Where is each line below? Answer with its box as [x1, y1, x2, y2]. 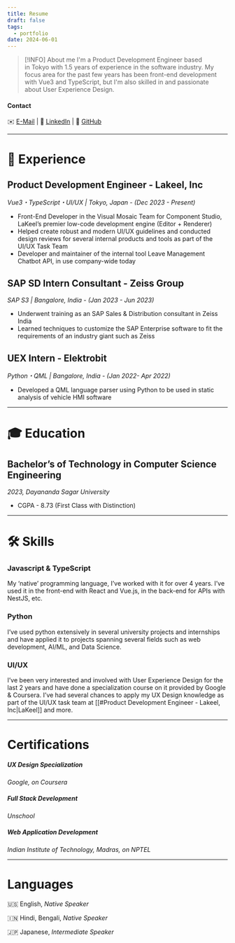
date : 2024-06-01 [7, 36, 58, 43]
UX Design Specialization [7, 760, 83, 769]
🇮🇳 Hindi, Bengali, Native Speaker [7, 914, 108, 922]
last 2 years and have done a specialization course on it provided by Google [7, 684, 226, 692]
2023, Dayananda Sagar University [7, 488, 110, 496]
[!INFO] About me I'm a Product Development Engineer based [24, 55, 203, 64]
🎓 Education [7, 425, 85, 441]
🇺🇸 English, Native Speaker [7, 900, 90, 908]
